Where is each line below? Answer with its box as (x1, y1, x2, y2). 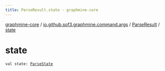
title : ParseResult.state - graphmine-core (5, 7, 99, 13)
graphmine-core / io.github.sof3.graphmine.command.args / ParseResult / (5, 21, 160, 27)
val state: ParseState (5, 61, 53, 66)
